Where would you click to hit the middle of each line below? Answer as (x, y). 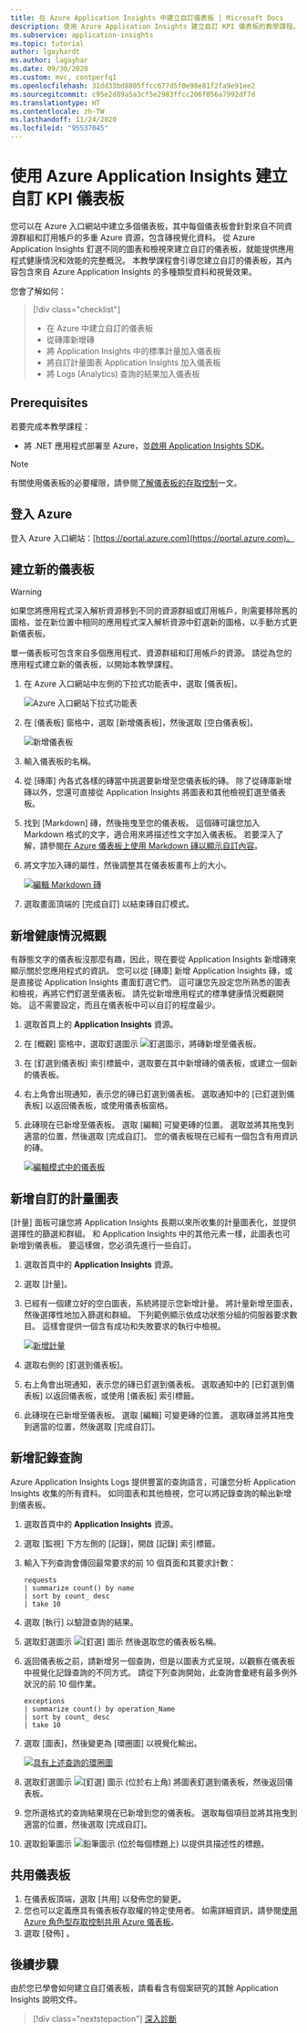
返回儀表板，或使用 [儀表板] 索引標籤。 (126, 1396)
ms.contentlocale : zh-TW (57, 111)
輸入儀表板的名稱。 (60, 761)
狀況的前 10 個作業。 (62, 1683)
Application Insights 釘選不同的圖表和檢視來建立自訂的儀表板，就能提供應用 (152, 248)
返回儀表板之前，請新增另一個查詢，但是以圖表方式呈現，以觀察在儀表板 (159, 1661)
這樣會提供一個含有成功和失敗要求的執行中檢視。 (133, 1326)
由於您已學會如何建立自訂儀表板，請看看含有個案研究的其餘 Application (144, 1988)
